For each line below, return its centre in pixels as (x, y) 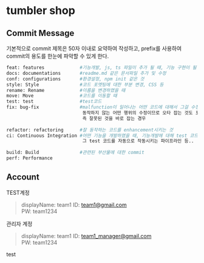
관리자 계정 (19, 223)
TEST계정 (18, 192)
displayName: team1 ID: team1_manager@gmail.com (86, 236)
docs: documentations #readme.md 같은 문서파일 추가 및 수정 (87, 73)
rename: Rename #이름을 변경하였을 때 (66, 90)
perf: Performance (29, 158)
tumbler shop (41, 11)
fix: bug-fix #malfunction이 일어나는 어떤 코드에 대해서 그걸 (97, 107)
